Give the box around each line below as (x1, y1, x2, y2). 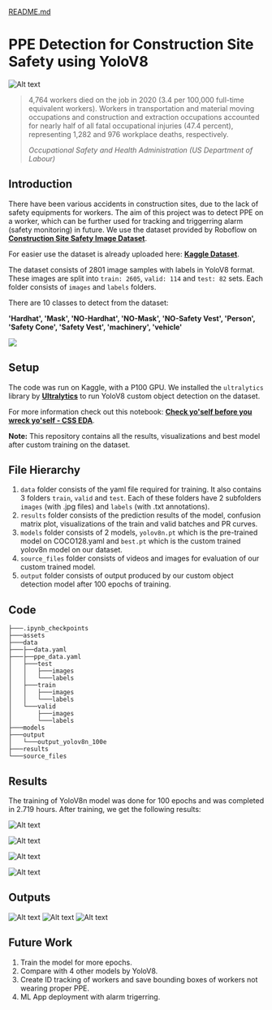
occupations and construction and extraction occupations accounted (28, 112, 260, 122)
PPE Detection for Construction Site (8, 36, 254, 54)
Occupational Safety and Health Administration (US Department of (28, 145, 253, 155)
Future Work (8, 936, 73, 950)
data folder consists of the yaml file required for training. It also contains (19, 484, 262, 494)
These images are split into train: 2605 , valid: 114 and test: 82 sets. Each (8, 273, 264, 283)
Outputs (8, 891, 51, 905)
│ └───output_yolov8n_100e (8, 738, 107, 746)
